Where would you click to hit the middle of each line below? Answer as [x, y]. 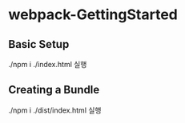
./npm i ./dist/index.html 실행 [55, 110]
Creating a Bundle [54, 90]
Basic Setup [39, 44]
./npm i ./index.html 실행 [48, 64]
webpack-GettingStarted [93, 15]
